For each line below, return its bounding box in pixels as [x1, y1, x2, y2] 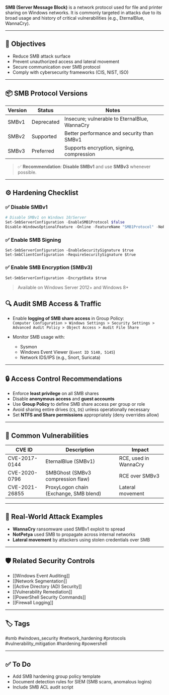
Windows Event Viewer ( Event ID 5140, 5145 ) [20, 349, 116, 355]
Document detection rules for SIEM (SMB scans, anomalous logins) [12, 679, 152, 685]
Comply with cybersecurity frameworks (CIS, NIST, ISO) [12, 69, 129, 75]
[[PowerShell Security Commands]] [12, 594, 87, 600]
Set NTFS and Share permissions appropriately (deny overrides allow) [12, 412, 159, 418]
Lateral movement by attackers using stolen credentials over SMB [12, 537, 150, 543]
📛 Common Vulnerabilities [5, 431, 89, 440]
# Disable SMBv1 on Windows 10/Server [5, 215, 87, 220]
